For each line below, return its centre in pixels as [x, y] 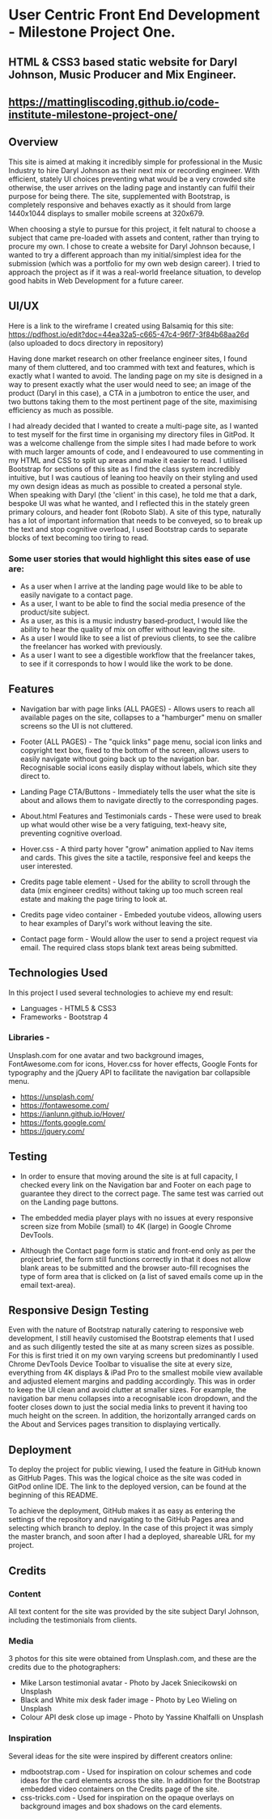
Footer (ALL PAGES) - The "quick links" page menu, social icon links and [141, 742]
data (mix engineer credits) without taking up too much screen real [131, 890]
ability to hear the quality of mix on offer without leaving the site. [127, 629]
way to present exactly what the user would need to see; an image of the [130, 384]
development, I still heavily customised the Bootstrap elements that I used [132, 1338]
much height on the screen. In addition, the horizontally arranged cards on [132, 1416]
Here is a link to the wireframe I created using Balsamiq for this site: [121, 325]
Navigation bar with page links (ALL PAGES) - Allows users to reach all [137, 708]
